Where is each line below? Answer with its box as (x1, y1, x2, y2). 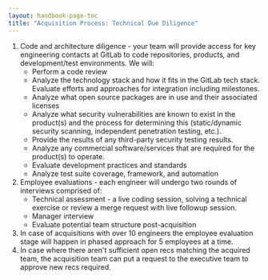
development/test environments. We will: (19, 58, 154, 68)
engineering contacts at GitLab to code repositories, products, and (19, 50, 240, 59)
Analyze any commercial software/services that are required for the (31, 143, 255, 153)
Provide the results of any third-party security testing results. (31, 134, 234, 144)
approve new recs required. (19, 262, 112, 272)
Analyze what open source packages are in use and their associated (31, 92, 258, 102)
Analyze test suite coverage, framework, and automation (31, 169, 218, 178)
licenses (31, 101, 60, 110)
